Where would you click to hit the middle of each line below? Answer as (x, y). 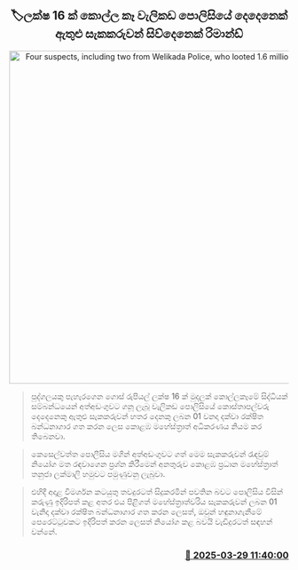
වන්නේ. (44, 531)
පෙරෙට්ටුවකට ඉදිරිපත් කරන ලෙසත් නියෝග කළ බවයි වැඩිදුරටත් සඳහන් (152, 521)
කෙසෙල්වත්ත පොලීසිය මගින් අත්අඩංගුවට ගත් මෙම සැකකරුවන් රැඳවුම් (150, 454)
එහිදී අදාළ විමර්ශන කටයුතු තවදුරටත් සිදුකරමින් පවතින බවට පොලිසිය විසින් (157, 491)
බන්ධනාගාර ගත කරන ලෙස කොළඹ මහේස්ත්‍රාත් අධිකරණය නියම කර (146, 426)
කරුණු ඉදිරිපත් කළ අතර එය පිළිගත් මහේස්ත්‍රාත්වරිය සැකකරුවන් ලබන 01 (154, 502)
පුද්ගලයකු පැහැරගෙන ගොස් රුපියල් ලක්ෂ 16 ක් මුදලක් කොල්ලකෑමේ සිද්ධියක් (159, 396)
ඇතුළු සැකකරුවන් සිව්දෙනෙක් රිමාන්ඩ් (149, 34)
